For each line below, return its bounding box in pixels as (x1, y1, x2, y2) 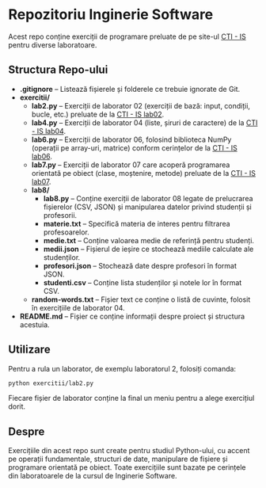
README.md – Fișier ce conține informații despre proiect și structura (19, 311, 245, 321)
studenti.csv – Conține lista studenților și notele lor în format (43, 277, 242, 287)
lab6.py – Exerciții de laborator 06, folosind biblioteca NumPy (31, 135, 232, 144)
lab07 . (31, 177, 51, 186)
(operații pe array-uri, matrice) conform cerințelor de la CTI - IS (31, 143, 237, 152)
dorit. (8, 402, 26, 411)
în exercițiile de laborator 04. (31, 303, 125, 312)
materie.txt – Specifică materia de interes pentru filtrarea (43, 219, 231, 228)
